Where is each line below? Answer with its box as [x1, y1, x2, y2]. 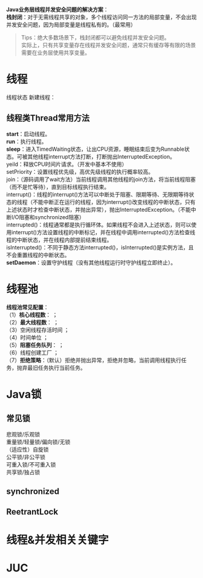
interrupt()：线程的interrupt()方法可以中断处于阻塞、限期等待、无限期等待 [6, 191, 189, 198]
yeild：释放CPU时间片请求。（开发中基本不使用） [6, 160, 127, 168]
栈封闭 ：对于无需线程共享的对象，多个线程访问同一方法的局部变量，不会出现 [6, 13, 197, 21]
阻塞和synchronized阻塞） [19, 213, 85, 220]
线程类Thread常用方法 [6, 113, 90, 123]
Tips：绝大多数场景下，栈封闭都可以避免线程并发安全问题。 [21, 34, 170, 41]
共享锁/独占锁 [6, 468, 40, 476]
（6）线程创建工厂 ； [6, 349, 59, 356]
